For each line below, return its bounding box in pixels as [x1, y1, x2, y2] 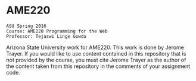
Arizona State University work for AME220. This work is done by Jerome [6, 44, 185, 51]
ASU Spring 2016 [6, 23, 46, 29]
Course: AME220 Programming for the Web [6, 28, 108, 34]
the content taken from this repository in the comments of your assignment [6, 63, 191, 70]
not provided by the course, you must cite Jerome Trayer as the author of [6, 56, 186, 63]
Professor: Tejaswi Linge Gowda [6, 33, 86, 39]
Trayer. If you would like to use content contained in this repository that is [6, 50, 186, 57]
